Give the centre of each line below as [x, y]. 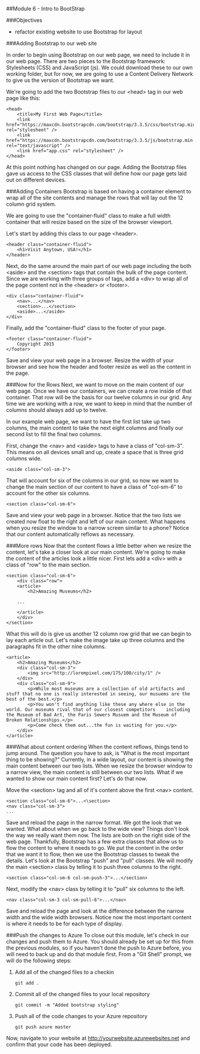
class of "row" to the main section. [49, 565]
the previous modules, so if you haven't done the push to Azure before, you [99, 948]
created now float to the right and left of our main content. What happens [96, 521]
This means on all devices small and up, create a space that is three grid [95, 452]
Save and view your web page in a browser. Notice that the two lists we [94, 515]
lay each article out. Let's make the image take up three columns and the [95, 640]
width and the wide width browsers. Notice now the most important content [99, 917]
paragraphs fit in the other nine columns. [56, 646]
